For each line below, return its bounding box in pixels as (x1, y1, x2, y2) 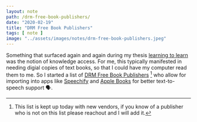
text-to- (156, 77, 175, 85)
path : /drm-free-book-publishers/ (6, 14, 91, 20)
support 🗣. (25, 84, 53, 91)
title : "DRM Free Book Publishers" (6, 25, 93, 31)
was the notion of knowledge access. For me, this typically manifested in (6, 58, 182, 65)
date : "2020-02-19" (6, 19, 54, 25)
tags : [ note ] (6, 30, 43, 36)
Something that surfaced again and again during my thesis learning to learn (6, 52, 189, 58)
